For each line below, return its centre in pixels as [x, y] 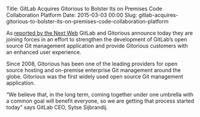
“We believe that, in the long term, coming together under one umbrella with [100, 94]
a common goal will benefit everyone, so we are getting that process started [100, 101]
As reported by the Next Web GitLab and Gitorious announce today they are [100, 33]
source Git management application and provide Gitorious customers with [97, 46]
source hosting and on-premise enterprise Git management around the [94, 70]
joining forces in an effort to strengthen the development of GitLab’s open [97, 39]
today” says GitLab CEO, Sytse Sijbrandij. [57, 107]
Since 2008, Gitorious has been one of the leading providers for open [92, 64]
